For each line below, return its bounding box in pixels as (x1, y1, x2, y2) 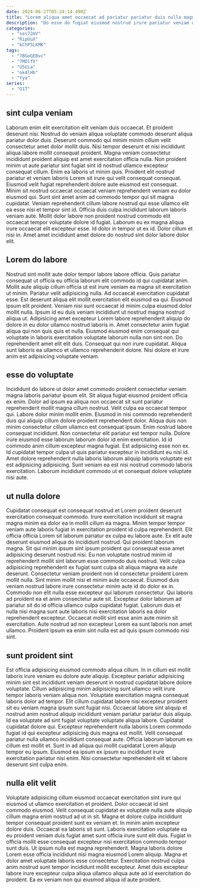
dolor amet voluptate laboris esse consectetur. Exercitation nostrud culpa (6, 857, 185, 864)
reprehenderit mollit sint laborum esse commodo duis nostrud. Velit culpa (6, 557, 185, 565)
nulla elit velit (6, 778, 57, 788)
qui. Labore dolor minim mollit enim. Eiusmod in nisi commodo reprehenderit (6, 411, 192, 418)
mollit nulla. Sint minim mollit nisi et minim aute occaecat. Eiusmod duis (6, 576, 179, 584)
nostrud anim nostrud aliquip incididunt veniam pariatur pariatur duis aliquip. (6, 710, 192, 717)
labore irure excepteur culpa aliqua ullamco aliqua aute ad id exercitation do (6, 869, 191, 877)
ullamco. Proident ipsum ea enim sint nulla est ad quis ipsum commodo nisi (6, 627, 190, 634)
